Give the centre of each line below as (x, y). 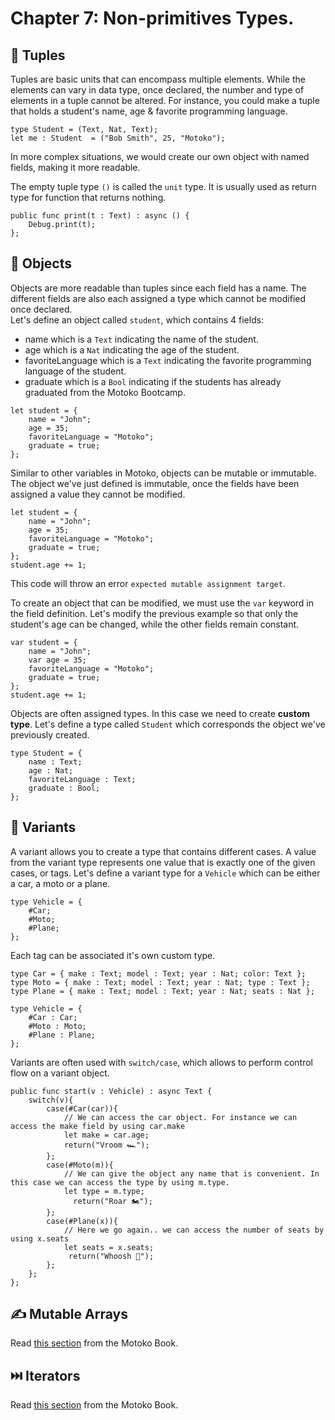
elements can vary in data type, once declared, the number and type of (157, 90)
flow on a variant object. (60, 1073)
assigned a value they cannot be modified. (98, 494)
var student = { (44, 642)
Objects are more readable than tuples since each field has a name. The (158, 288)
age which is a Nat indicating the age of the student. (132, 349)
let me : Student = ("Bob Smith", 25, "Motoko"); (118, 138)
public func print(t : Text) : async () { (100, 216)
